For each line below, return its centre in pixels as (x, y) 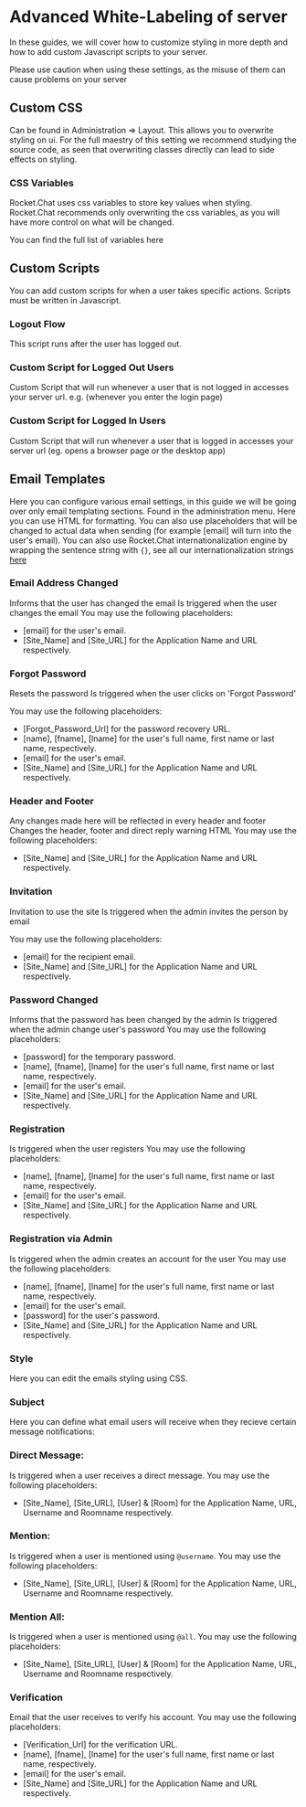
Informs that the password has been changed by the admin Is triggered (143, 1020)
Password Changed (54, 1000)
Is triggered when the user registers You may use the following (127, 1149)
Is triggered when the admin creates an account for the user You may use (148, 1259)
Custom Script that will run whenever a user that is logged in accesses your (152, 441)
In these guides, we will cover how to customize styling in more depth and (149, 42)
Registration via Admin (61, 1238)
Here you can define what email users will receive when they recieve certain (153, 1422)
